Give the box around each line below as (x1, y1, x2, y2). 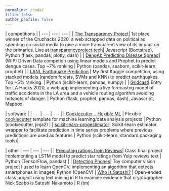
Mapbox (5, 101, 23, 107)
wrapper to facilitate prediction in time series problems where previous (5, 127, 153, 133)
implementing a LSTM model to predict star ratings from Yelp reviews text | (5, 153, 162, 159)
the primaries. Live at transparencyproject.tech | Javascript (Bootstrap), (5, 47, 153, 53)
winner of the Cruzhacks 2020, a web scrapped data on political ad (5, 36, 146, 42)
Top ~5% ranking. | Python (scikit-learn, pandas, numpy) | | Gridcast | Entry (5, 79, 162, 85)
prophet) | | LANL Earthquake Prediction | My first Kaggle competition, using (5, 69, 164, 75)
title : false (5, 12, 33, 17)
